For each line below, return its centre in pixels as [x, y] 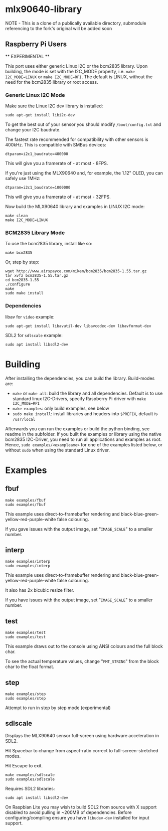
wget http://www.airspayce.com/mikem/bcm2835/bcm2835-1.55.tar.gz [76, 271]
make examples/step [26, 694]
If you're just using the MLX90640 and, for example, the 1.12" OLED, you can [84, 173]
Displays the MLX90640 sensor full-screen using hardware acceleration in [82, 735]
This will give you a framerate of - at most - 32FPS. [58, 197]
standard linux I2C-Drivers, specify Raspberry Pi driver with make [79, 398]
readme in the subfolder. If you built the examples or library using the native [83, 434]
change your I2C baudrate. [33, 130]
